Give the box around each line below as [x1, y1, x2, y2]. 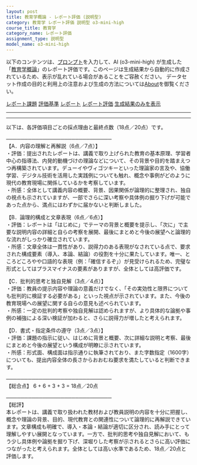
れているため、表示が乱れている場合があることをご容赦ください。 [6, 73, 165, 80]
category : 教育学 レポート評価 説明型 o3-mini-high [6, 19, 124, 25]
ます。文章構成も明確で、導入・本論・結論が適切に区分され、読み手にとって [6, 423, 191, 430]
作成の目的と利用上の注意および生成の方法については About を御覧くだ [16, 80, 185, 87]
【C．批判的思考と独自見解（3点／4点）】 [6, 277, 107, 285]
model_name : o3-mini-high [6, 42, 69, 48]
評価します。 [6, 452, 37, 459]
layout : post [6, 8, 38, 15]
